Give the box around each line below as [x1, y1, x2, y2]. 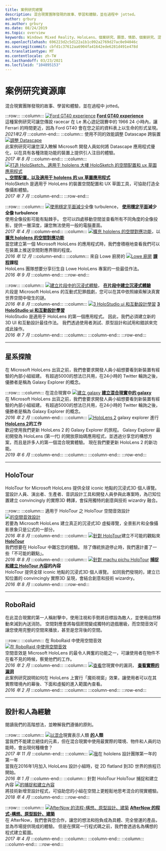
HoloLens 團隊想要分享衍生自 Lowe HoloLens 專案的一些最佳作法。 [5, 266, 142, 272]
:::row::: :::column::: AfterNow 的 [5, 805, 156, 811]
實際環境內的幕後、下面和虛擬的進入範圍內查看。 [5, 681, 105, 687]
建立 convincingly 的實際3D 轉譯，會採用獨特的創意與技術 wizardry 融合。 [9, 497, 161, 503]
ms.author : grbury [5, 21, 43, 26]
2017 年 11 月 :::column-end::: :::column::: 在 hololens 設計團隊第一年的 [5, 751, 157, 757]
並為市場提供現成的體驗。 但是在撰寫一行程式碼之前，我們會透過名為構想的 [5, 823, 158, 829]
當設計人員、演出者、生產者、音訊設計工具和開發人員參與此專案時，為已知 [5, 491, 157, 497]
